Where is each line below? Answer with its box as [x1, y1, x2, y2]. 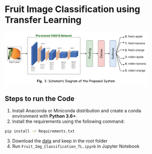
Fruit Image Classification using [5, 4, 140, 15]
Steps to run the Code [5, 94, 75, 103]
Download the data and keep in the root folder [12, 137, 108, 144]
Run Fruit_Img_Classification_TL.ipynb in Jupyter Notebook [12, 143, 140, 149]
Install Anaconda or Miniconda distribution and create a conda [12, 108, 141, 114]
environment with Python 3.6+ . [12, 113, 78, 119]
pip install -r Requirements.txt [5, 129, 75, 134]
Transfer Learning [5, 14, 82, 26]
